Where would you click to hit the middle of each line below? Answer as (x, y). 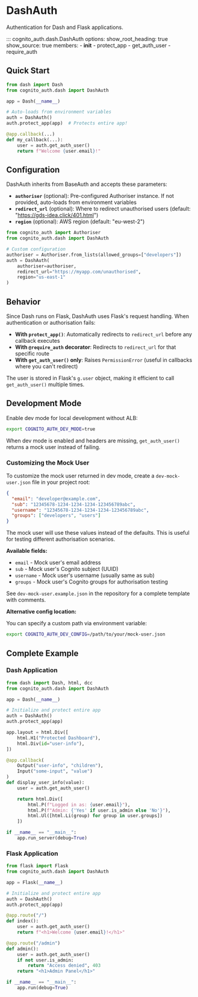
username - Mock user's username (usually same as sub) (85, 575)
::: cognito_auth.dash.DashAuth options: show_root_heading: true (87, 39)
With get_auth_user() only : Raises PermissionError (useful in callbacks (104, 360)
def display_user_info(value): (45, 783)
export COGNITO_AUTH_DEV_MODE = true (51, 429)
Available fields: (27, 551)
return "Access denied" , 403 (64, 966)
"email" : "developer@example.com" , (56, 498)
